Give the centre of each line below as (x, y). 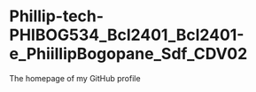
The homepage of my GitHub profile (75, 78)
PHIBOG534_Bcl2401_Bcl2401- (127, 35)
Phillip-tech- (57, 16)
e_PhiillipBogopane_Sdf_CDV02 (128, 54)
